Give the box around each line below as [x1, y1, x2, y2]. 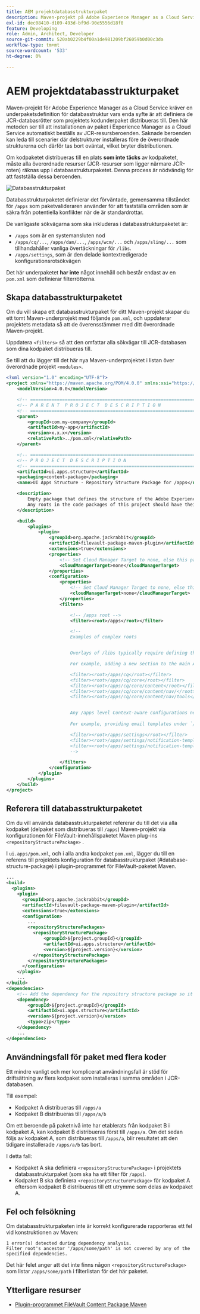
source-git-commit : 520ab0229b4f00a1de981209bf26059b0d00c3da [6, 36, 164, 42]
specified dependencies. [6, 1251, 68, 1257]
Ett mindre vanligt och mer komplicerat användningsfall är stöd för [6, 1068, 168, 1075]
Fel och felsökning [6, 1206, 76, 1217]
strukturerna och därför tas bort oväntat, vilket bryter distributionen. [6, 142, 173, 149]
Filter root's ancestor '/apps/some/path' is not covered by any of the [6, 1246, 190, 1252]
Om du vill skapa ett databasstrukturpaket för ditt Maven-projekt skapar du [6, 308, 190, 316]
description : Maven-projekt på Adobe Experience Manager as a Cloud [6, 14, 180, 20]
